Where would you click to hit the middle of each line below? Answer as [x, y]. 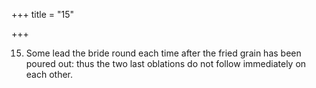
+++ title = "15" [43, 14]
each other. [49, 74]
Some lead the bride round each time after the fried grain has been [163, 53]
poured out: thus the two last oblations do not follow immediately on [166, 63]
